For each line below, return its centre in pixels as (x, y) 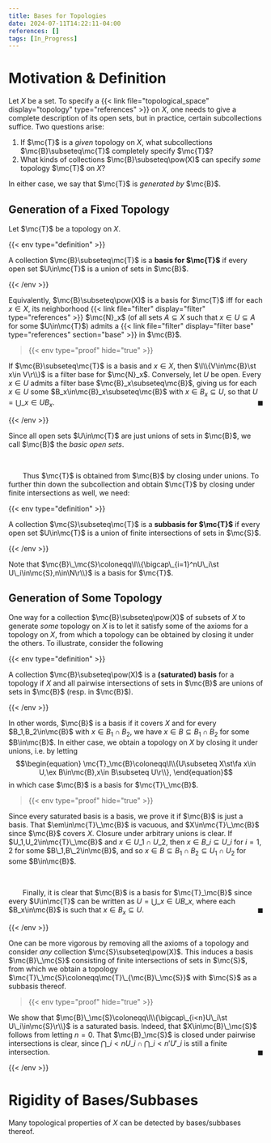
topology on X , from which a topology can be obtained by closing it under (131, 635)
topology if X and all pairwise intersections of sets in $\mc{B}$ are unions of (136, 683)
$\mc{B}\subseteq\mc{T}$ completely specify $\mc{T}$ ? (116, 151)
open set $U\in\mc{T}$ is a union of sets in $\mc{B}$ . (99, 269)
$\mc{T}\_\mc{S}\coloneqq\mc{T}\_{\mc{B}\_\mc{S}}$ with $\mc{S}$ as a (133, 977)
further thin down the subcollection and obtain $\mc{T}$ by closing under (132, 484)
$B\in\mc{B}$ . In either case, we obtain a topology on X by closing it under (133, 742)
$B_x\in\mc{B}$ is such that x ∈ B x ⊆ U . (76, 911)
